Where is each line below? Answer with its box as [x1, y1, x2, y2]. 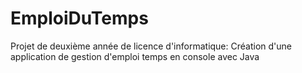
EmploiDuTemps [10, 7, 149, 30]
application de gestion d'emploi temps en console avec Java [10, 50, 260, 62]
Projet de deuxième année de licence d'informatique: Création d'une [10, 40, 292, 52]
